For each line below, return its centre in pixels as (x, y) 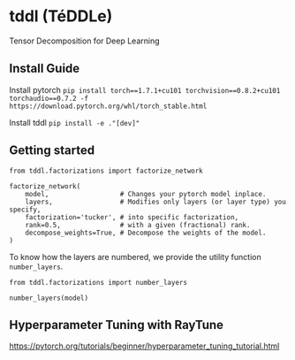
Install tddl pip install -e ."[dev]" (75, 122)
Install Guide (45, 69)
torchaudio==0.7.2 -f (49, 98)
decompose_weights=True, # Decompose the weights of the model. (146, 233)
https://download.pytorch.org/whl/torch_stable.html (108, 106)
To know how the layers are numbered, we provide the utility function (136, 257)
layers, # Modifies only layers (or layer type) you (156, 202)
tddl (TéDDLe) (61, 16)
